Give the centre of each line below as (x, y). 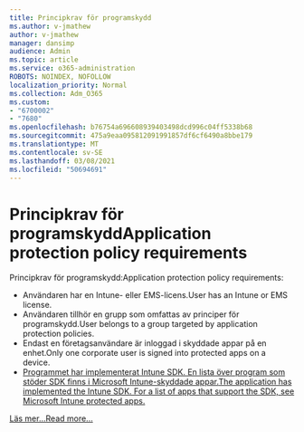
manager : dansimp (42, 43)
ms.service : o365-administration (72, 69)
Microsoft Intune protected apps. (84, 401)
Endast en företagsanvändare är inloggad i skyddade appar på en (144, 343)
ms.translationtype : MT (54, 144)
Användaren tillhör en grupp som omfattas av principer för (131, 314)
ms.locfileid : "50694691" (58, 169)
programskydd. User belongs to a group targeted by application (140, 324)
